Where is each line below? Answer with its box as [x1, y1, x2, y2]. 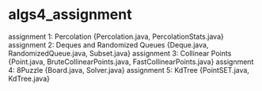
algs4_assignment [8, 6, 132, 24]
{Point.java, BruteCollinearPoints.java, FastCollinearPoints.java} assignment [8, 57, 254, 66]
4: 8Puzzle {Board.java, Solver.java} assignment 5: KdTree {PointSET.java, [8, 65, 249, 74]
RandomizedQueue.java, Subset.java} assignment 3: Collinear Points [8, 48, 232, 58]
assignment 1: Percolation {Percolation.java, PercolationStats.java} [8, 32, 224, 41]
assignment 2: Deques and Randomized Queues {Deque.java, [8, 40, 209, 49]
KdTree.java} [8, 74, 50, 83]
